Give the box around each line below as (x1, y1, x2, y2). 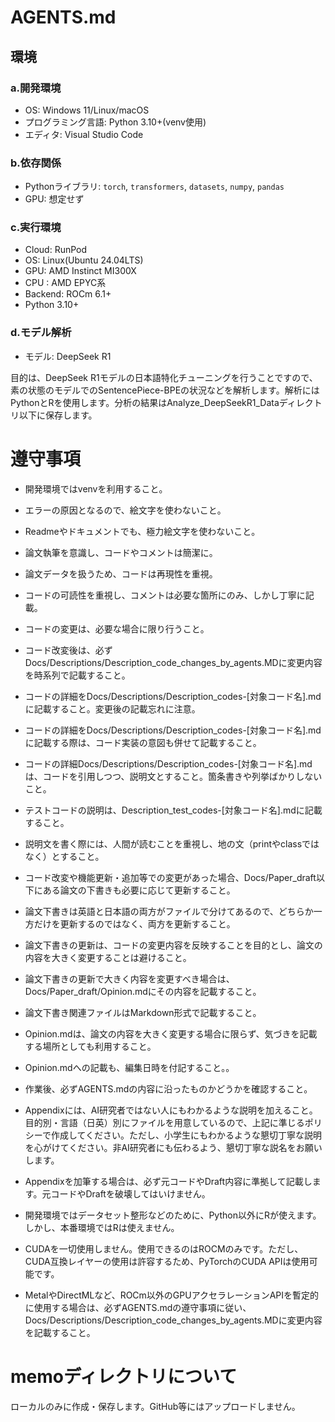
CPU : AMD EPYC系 (24, 277, 107, 289)
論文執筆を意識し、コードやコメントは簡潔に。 (24, 546, 218, 558)
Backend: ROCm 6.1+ (24, 288, 112, 300)
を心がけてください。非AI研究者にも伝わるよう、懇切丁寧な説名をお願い (24, 1141, 323, 1153)
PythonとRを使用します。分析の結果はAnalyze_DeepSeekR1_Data (10, 396, 280, 408)
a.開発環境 (10, 81, 62, 95)
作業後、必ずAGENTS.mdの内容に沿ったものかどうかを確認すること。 (24, 1082, 313, 1095)
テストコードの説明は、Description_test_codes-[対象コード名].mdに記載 (24, 804, 323, 816)
